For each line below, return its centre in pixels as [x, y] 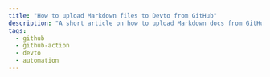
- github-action [43, 46]
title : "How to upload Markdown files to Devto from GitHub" [113, 16]
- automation [37, 61]
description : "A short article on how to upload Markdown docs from [125, 23]
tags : [17, 30]
